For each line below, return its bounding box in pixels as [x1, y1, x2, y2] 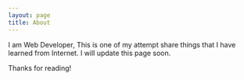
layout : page [8, 11, 51, 19]
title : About [8, 19, 51, 26]
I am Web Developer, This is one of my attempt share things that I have [8, 40, 236, 49]
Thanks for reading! [8, 63, 72, 72]
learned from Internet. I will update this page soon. [8, 48, 171, 57]
